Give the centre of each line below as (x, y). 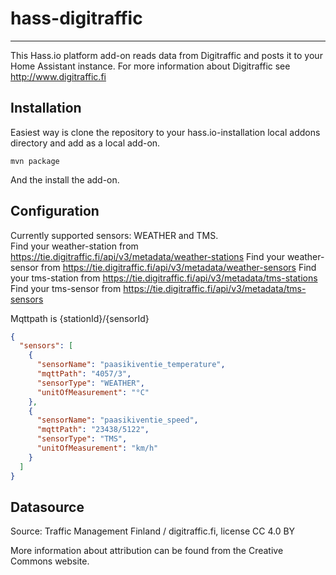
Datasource (47, 507)
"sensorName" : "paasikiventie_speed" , (117, 420)
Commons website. (50, 561)
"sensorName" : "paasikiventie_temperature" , (131, 365)
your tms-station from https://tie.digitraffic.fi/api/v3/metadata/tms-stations (164, 278)
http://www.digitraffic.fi (58, 76)
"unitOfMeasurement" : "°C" (93, 392)
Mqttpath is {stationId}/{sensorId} (80, 318)
